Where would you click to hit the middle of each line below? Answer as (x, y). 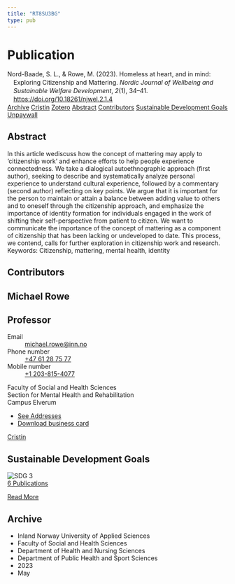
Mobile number (29, 367)
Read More (23, 497)
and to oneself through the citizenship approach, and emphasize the (106, 206)
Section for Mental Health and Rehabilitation (71, 395)
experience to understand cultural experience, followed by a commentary (113, 183)
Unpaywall (23, 115)
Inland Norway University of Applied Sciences (84, 536)
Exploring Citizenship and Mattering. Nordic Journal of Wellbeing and (114, 83)
